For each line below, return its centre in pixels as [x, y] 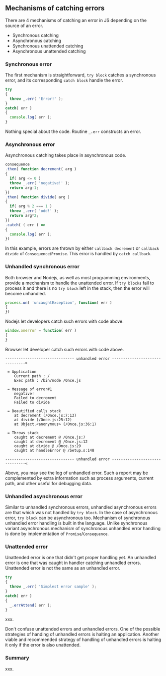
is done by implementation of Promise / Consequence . [57, 534]
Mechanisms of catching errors [55, 8]
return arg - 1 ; [24, 188]
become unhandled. [26, 293]
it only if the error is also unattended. [43, 645]
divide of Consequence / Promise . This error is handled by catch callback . [78, 254]
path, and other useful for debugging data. [49, 483]
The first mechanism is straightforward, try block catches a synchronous [81, 75]
